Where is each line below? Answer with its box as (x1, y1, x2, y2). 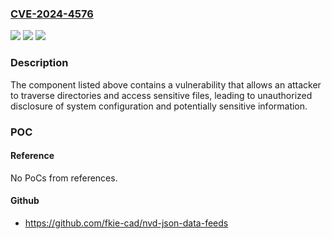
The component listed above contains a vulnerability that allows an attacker (10, 78, 322, 91)
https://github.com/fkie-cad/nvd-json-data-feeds (24, 217, 229, 229)
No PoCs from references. (10, 172, 118, 184)
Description (10, 56, 69, 70)
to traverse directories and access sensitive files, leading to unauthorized (10, 89, 313, 101)
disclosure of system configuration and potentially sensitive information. (10, 100, 308, 112)
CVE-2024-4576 (10, 7, 94, 21)
